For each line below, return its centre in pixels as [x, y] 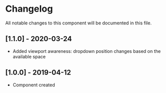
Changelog [29, 9]
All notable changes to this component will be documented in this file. [78, 23]
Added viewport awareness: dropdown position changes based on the [87, 51]
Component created [34, 85]
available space [29, 56]
